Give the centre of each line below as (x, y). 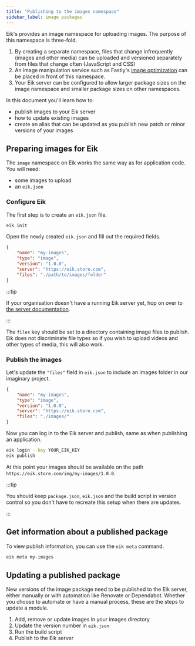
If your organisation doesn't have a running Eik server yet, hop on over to (95, 302)
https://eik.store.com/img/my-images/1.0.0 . (61, 473)
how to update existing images (52, 117)
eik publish (21, 456)
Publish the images (34, 359)
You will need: (23, 169)
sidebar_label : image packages (44, 17)
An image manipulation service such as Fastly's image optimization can (101, 70)
